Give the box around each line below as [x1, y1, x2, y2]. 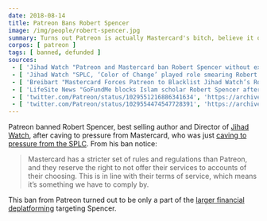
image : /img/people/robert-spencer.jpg [8, 26, 141, 34]
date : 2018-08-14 [8, 11, 66, 20]
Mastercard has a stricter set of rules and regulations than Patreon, [27, 154, 248, 164]
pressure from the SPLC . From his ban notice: [8, 139, 157, 149]
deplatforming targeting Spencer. [8, 204, 117, 213]
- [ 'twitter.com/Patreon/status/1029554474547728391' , [11, 100, 201, 108]
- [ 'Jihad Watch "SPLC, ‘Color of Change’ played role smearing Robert [11, 71, 258, 79]
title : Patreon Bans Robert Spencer [8, 19, 130, 27]
